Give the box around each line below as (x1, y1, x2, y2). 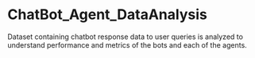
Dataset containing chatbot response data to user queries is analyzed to (7, 32, 244, 41)
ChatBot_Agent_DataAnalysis (7, 6, 207, 24)
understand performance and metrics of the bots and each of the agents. (7, 40, 247, 49)
